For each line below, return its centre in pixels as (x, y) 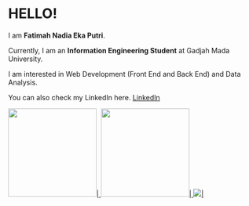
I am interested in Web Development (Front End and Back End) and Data (124, 74)
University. (26, 59)
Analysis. (23, 82)
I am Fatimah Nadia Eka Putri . (57, 35)
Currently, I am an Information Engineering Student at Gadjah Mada (119, 50)
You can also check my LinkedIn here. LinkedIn (84, 97)
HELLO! (33, 14)
